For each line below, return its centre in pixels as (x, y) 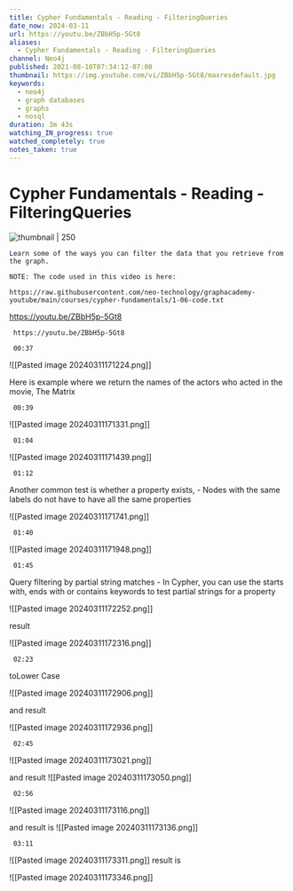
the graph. (29, 261)
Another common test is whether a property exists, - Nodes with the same (145, 489)
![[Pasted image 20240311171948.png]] (81, 549)
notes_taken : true (43, 149)
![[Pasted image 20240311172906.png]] (81, 693)
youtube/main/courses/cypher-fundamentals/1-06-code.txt (117, 300)
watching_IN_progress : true (61, 133)
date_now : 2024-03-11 (49, 26)
